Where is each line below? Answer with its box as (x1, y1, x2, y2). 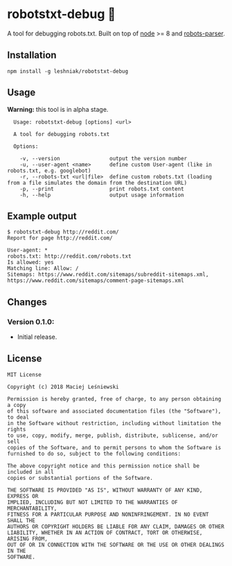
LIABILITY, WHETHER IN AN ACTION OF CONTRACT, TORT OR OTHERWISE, (7, 529, 203, 536)
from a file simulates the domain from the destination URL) (7, 179, 188, 186)
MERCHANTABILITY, (7, 505, 57, 512)
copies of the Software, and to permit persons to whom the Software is (7, 444, 222, 451)
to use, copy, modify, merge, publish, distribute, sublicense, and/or (7, 432, 218, 439)
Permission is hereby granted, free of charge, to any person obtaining (7, 395, 222, 402)
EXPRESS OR (7, 492, 39, 499)
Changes (7, 296, 47, 308)
